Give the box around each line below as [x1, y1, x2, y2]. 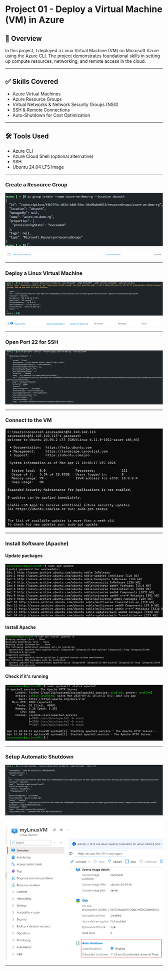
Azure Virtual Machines [12, 90, 61, 96]
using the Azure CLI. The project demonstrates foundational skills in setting [5, 53, 160, 59]
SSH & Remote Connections [12, 106, 70, 113]
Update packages [5, 553, 43, 559]
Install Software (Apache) [5, 540, 69, 547]
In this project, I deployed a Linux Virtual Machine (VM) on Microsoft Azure [5, 48, 159, 53]
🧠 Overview [5, 34, 42, 43]
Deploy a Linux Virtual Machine [5, 270, 83, 277]
